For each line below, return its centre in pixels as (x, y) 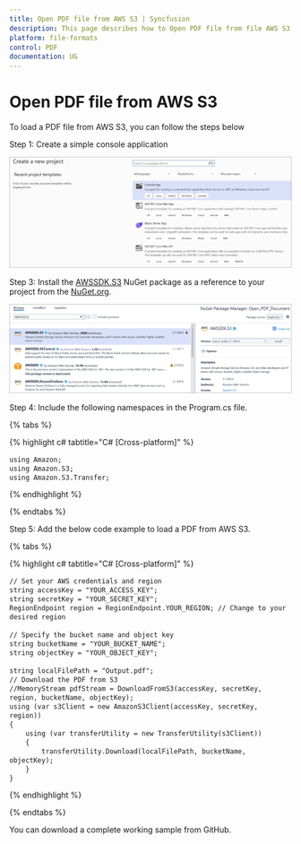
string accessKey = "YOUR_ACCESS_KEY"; (84, 590)
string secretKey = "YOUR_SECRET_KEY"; (84, 599)
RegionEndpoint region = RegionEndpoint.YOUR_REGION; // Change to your (148, 608)
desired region (38, 617)
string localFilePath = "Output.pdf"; (82, 671)
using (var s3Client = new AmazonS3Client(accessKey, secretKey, (133, 707)
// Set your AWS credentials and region (86, 581)
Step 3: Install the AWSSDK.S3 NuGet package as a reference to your (137, 282)
